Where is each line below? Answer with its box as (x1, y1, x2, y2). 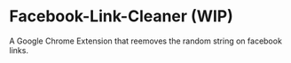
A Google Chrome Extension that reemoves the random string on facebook (9, 35, 282, 46)
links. (9, 44, 29, 55)
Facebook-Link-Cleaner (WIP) (9, 6, 233, 27)
